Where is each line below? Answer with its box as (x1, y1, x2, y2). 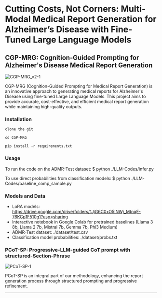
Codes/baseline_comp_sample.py (5, 180, 72, 186)
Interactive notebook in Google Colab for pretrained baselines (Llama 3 (12, 219, 153, 224)
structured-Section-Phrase (5, 253, 70, 259)
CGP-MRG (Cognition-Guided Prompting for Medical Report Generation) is (5, 83, 153, 89)
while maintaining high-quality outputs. (5, 104, 82, 109)
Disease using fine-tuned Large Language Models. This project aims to (5, 93, 146, 99)
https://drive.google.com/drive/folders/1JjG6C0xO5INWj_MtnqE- (12, 209, 141, 214)
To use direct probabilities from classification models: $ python (5, 175, 130, 181)
